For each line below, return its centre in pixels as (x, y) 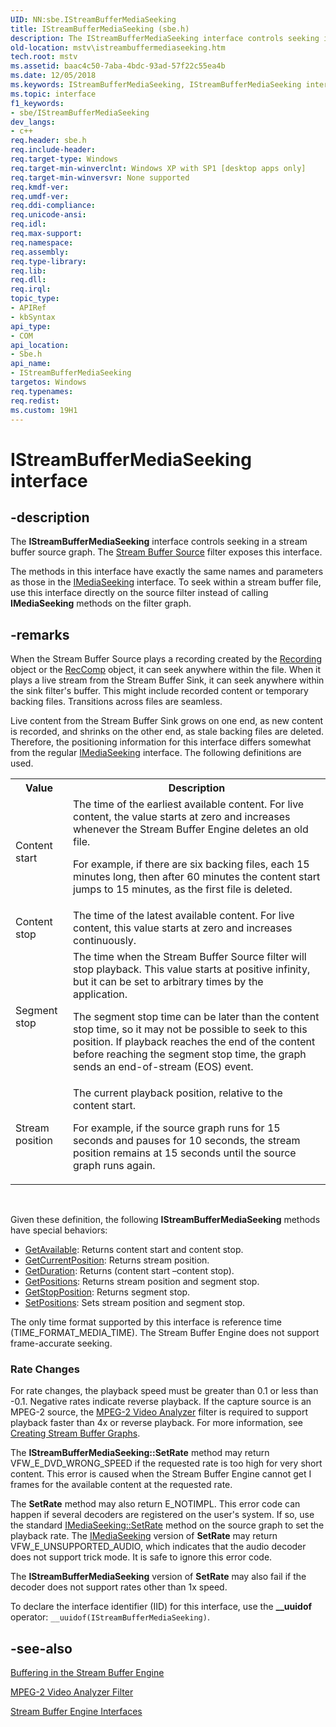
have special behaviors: (59, 1230)
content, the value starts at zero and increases (182, 817)
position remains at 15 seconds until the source (185, 1153)
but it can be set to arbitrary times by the (168, 982)
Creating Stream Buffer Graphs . (75, 1433)
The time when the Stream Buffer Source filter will (190, 957)
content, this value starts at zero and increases (183, 928)
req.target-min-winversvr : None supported (100, 177)
